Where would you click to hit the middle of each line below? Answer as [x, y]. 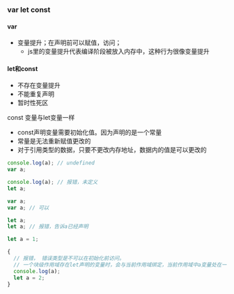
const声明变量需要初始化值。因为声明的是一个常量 [89, 132]
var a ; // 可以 [28, 208]
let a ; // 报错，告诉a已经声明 [48, 227]
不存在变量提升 [39, 86]
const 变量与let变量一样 [41, 118]
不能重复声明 [36, 94]
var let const [29, 10]
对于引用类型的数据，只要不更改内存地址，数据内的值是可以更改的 [112, 150]
